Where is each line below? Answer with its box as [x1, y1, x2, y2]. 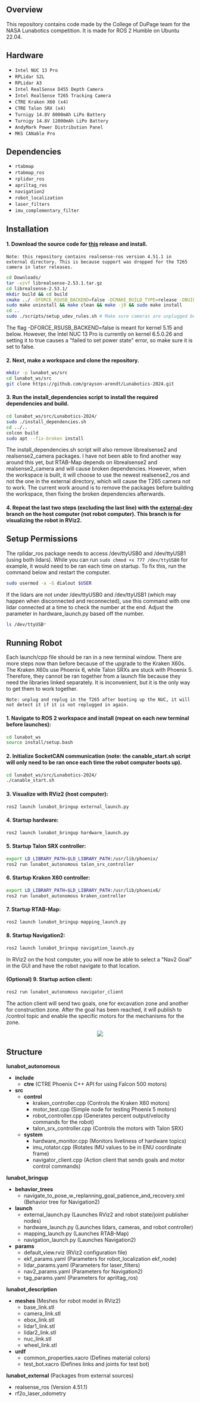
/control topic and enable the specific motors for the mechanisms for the [6, 1012, 185, 1019]
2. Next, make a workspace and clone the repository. [6, 356, 140, 364]
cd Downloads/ [6, 275, 42, 281]
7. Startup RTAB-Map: [6, 906, 61, 913]
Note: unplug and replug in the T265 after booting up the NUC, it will [6, 697, 190, 703]
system [23, 1131, 43, 1138]
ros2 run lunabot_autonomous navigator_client [6, 989, 124, 995]
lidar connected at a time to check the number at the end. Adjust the [6, 603, 174, 610]
